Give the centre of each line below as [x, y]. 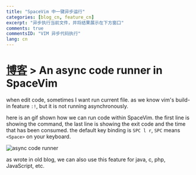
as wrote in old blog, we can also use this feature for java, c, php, [86, 159]
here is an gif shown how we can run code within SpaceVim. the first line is [98, 117]
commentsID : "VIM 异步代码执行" [44, 34]
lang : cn [17, 39]
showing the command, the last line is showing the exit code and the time [96, 124]
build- [183, 100]
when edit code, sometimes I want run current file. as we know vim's [90, 100]
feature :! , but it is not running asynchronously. [70, 106]
